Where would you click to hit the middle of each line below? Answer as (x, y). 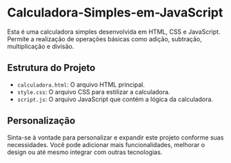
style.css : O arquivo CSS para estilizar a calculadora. (93, 91)
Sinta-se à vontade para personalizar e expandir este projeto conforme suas (115, 137)
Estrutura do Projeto (51, 68)
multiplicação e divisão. (41, 46)
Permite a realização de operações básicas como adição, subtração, (104, 39)
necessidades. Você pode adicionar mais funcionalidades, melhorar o (106, 144)
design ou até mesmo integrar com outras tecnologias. (85, 152)
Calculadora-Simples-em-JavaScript (115, 13)
